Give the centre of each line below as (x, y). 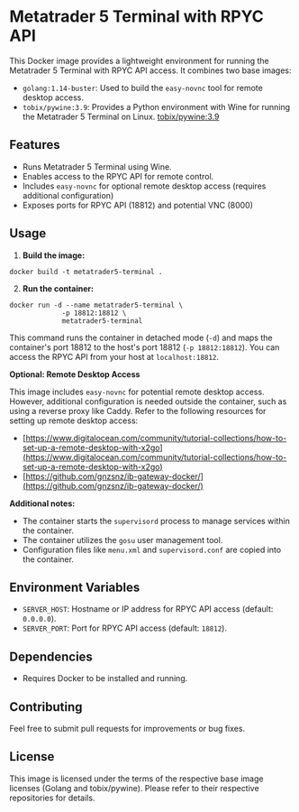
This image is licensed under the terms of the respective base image (136, 779)
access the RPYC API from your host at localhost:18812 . (114, 356)
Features (35, 145)
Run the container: (58, 288)
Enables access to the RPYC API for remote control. (118, 176)
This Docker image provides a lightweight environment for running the (139, 60)
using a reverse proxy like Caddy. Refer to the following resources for (138, 411)
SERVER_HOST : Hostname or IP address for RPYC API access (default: (148, 609)
